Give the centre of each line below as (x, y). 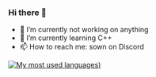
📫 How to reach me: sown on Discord (82, 47)
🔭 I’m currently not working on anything (84, 30)
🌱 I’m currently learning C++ (66, 38)
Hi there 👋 (28, 13)
